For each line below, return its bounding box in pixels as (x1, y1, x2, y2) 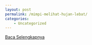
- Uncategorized (14, 21, 47, 26)
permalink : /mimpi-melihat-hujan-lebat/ (5, 12, 88, 17)
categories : (5, 16, 29, 21)
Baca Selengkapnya (5, 34, 45, 40)
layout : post (5, 7, 31, 12)
